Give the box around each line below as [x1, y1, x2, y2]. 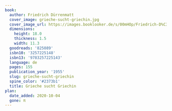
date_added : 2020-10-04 [9, 93, 60, 98]
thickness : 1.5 [14, 36, 47, 41]
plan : [5, 88, 16, 94]
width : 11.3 [14, 41, 40, 46]
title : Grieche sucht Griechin [9, 83, 77, 88]
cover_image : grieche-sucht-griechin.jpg [9, 17, 100, 22]
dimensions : [9, 27, 35, 32]
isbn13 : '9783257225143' [9, 55, 63, 60]
